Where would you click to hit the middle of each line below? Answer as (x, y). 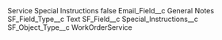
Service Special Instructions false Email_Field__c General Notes (111, 11)
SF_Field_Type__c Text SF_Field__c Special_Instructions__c (103, 19)
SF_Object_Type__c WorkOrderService (70, 27)
